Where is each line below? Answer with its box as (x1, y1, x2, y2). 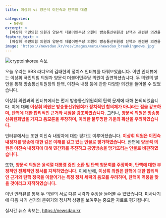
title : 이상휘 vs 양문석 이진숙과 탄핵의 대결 (5, 7, 88, 12)
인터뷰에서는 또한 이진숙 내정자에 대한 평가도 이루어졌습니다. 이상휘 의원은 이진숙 (5, 132, 161, 138)
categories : (5, 16, 30, 21)
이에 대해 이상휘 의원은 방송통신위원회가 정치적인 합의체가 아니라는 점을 (11, 103, 148, 109)
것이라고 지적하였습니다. (10, 180, 57, 186)
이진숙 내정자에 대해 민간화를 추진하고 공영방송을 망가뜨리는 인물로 (14, 145, 141, 151)
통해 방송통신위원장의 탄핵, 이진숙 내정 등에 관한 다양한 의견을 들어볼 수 (14, 81, 152, 87)
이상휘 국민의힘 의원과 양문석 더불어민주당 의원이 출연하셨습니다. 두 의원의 (10, 75, 154, 81)
